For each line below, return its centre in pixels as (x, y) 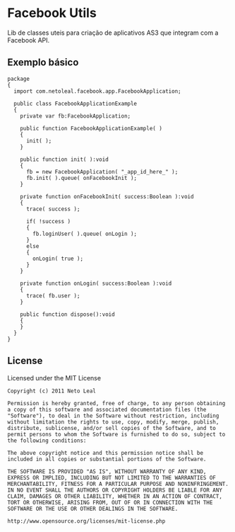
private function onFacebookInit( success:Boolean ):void (107, 196)
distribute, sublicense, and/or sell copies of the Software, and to (112, 428)
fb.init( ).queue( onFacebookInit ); (82, 178)
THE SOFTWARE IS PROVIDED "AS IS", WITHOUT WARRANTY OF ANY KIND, (107, 471)
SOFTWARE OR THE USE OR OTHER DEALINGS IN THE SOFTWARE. (93, 509)
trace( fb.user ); (53, 295)
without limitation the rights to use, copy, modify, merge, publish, (113, 422)
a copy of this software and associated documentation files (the (107, 409)
